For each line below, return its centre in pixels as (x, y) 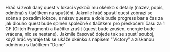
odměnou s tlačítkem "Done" (35, 45)
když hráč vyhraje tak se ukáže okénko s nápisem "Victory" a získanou (80, 39)
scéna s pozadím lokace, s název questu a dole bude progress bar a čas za (84, 18)
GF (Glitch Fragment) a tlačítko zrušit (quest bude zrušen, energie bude (80, 29)
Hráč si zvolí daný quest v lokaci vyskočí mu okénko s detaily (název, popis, (85, 7)
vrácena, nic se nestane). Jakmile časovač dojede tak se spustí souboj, (80, 34)
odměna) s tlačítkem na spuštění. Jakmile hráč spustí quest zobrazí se (79, 13)
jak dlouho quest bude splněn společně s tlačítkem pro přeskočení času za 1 (85, 23)
